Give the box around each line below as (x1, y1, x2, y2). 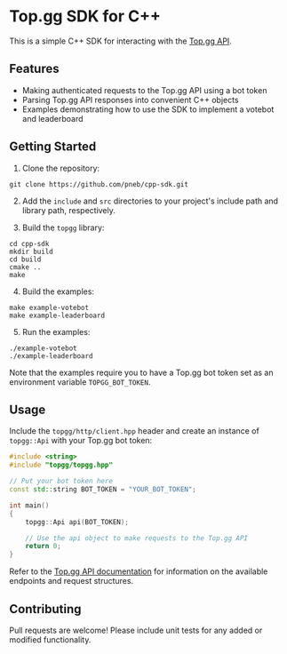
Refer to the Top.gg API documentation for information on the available (9, 566, 268, 577)
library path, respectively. (21, 204, 116, 215)
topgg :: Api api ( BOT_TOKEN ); (25, 517, 129, 526)
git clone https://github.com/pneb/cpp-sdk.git (9, 179, 189, 188)
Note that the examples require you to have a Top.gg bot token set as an (9, 367, 274, 378)
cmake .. (9, 262, 42, 272)
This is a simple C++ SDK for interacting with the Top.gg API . (9, 36, 233, 46)
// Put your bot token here (9, 477, 114, 486)
